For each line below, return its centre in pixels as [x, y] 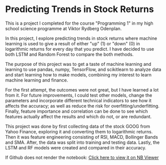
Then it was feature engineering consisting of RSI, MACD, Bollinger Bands [82, 137]
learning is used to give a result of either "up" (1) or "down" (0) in [73, 43]
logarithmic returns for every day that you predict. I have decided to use [80, 49]
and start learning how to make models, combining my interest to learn [78, 74]
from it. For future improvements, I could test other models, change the [79, 95]
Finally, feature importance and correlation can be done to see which [77, 111]
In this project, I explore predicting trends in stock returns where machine [81, 38]
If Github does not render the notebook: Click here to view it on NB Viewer [82, 157]
